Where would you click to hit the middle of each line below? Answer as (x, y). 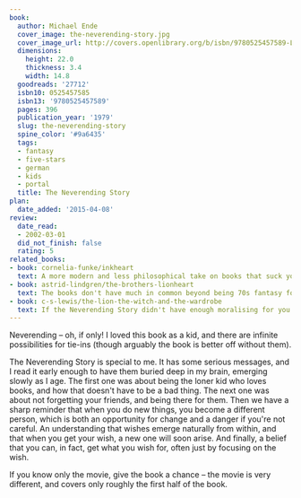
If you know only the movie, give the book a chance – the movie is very (140, 475)
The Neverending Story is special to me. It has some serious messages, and (149, 362)
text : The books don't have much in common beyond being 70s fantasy (150, 293)
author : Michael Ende (58, 26)
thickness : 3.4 (54, 68)
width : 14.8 (47, 76)
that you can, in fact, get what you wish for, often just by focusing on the (143, 448)
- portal (34, 185)
